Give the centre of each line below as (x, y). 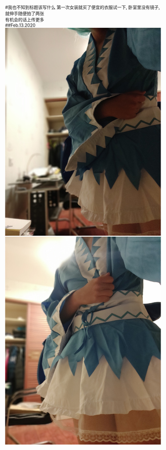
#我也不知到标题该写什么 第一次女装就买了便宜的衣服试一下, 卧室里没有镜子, (83, 7)
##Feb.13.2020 (20, 25)
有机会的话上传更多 (25, 20)
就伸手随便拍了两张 (25, 13)
